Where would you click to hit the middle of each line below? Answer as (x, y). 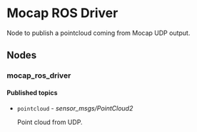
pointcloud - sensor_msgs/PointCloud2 (75, 108)
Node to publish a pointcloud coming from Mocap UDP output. (98, 33)
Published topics (32, 92)
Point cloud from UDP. (50, 122)
